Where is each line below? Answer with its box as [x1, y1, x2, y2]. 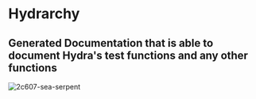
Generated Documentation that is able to [8, 36, 214, 50]
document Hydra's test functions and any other [8, 48, 249, 62]
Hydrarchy [8, 5, 80, 23]
